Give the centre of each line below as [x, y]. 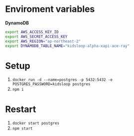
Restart [21, 109]
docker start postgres [36, 123]
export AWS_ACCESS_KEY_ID [32, 32]
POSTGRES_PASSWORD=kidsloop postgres [51, 84]
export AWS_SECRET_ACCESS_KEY [36, 36]
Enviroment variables [50, 9]
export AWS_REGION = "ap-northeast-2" [43, 41]
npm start [23, 129]
